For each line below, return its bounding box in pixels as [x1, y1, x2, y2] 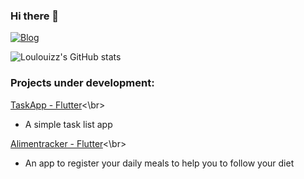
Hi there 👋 [10, 9, 60, 23]
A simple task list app [24, 118, 113, 130]
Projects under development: [10, 76, 155, 90]
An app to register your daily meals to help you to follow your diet [24, 157, 295, 169]
